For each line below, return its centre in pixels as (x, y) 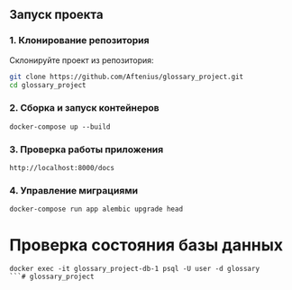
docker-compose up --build (60, 127)
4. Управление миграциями (73, 190)
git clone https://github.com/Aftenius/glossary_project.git (127, 77)
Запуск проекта (56, 15)
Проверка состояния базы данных (146, 245)
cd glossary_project (48, 85)
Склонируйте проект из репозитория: (82, 60)
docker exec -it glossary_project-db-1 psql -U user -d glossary (134, 269)
